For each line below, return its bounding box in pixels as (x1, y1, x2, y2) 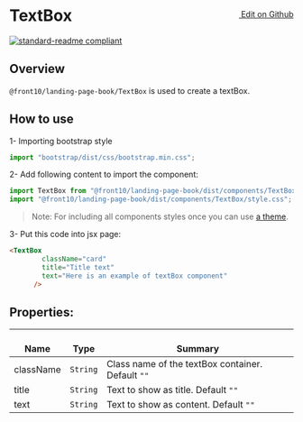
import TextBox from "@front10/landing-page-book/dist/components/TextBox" (9, 187, 300, 196)
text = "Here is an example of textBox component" (41, 271, 228, 280)
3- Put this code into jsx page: (9, 229, 122, 240)
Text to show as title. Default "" (106, 384, 239, 397)
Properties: (9, 304, 74, 320)
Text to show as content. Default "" (106, 399, 255, 411)
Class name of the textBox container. (106, 358, 263, 371)
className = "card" (41, 254, 106, 264)
